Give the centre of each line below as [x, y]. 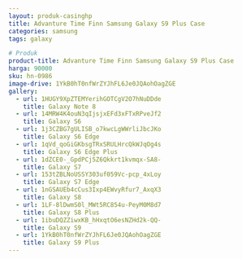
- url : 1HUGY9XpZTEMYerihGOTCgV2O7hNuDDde [89, 99]
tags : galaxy [30, 39]
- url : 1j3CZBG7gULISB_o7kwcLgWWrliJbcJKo [89, 129]
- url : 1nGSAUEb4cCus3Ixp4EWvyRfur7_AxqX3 [89, 190]
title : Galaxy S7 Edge [61, 182]
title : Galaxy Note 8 [59, 107]
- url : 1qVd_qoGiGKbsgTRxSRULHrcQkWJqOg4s [89, 144]
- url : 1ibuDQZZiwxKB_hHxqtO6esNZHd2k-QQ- [89, 220]
